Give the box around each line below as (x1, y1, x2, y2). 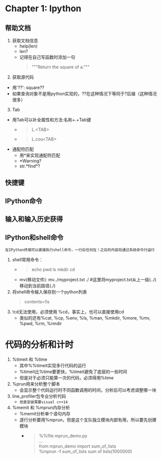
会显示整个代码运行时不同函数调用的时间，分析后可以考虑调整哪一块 (19, 387, 157, 393)
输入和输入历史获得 (5, 215, 63, 223)
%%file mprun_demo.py (39, 432, 88, 438)
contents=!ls (24, 298, 50, 304)
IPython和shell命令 (5, 233, 63, 242)
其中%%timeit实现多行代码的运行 (19, 362, 86, 368)
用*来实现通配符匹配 (19, 153, 61, 158)
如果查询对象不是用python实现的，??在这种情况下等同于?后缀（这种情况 (12, 91, 157, 96)
